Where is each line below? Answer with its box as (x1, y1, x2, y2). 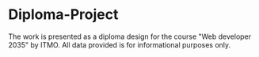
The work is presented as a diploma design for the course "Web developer (8, 32, 252, 41)
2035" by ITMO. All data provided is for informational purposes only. (8, 40, 231, 49)
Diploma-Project (8, 6, 119, 24)
